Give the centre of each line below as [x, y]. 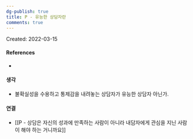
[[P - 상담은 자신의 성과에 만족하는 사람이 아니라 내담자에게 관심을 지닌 [95, 122]
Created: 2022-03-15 [32, 39]
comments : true [25, 22]
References [21, 52]
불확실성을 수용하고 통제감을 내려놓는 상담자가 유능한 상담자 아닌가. [91, 94]
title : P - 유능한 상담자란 [36, 17]
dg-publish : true [27, 11]
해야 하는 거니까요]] [43, 130]
